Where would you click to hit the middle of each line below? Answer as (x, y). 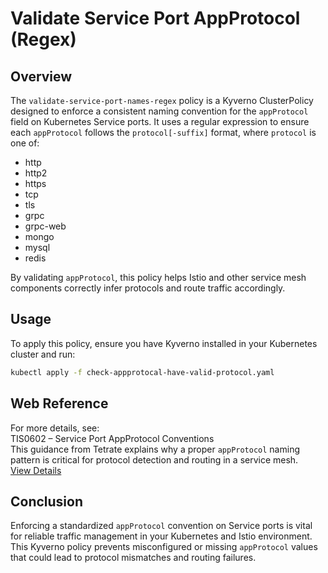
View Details (36, 470)
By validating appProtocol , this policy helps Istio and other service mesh (158, 277)
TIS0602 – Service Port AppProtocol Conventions (112, 438)
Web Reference (59, 403)
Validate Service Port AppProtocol (155, 18)
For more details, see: (55, 428)
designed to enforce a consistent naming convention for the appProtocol (159, 111)
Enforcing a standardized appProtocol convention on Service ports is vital (161, 526)
